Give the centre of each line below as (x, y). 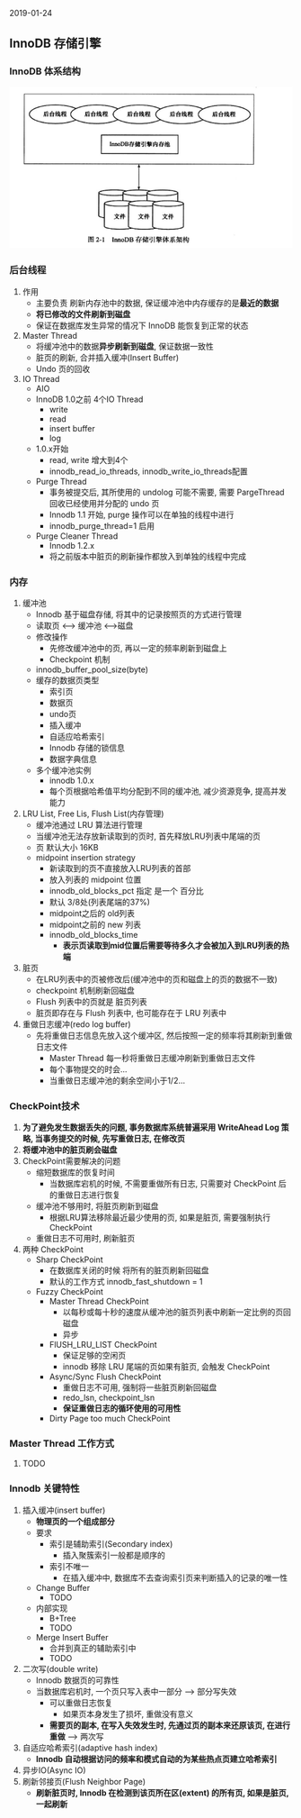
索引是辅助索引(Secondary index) (111, 1543)
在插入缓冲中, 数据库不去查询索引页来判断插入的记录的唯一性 (175, 1577)
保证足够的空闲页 (94, 1356)
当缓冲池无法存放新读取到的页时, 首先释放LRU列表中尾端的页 (148, 836)
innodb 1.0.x (71, 780)
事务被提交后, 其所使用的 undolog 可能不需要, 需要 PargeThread (167, 492)
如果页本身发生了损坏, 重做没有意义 (128, 1713)
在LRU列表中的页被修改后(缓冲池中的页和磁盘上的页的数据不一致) (157, 979)
